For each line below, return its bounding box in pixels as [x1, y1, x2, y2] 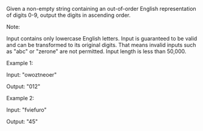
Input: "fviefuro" [6, 106, 47, 113]
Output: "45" [6, 118, 38, 125]
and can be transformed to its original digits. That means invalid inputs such [6, 42, 196, 48]
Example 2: [6, 95, 35, 101]
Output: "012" [6, 83, 41, 90]
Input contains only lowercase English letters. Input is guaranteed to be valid [6, 35, 198, 42]
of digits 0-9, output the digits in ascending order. [6, 11, 131, 19]
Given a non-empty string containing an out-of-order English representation [6, 5, 196, 12]
